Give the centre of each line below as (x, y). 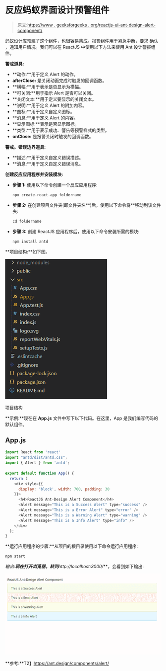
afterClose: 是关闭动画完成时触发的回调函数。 (59, 81)
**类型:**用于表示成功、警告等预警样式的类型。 (61, 130)
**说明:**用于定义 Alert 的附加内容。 (50, 105)
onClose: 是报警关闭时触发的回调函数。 (53, 136)
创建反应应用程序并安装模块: (34, 174)
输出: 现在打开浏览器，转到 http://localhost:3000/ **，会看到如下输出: (74, 567)
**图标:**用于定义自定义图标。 (43, 111)
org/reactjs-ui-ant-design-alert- (123, 25)
